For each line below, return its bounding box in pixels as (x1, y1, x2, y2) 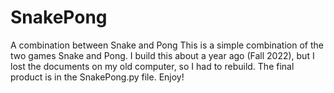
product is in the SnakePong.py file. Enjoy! (10, 71, 185, 83)
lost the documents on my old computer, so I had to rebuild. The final (10, 60, 295, 72)
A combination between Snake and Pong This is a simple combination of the (10, 39, 324, 51)
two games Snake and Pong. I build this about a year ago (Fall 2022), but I (10, 49, 315, 61)
